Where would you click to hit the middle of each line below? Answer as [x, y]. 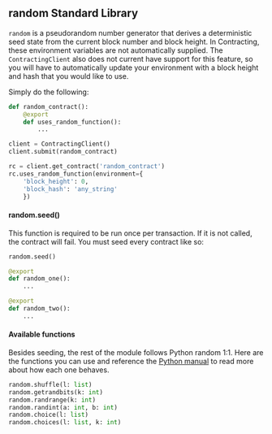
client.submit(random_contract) [63, 152]
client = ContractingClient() [60, 144]
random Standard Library [73, 13]
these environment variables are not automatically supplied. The [116, 50]
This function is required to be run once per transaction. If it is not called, [131, 233]
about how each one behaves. [59, 370]
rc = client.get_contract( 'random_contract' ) [86, 167]
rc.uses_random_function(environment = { [76, 174]
